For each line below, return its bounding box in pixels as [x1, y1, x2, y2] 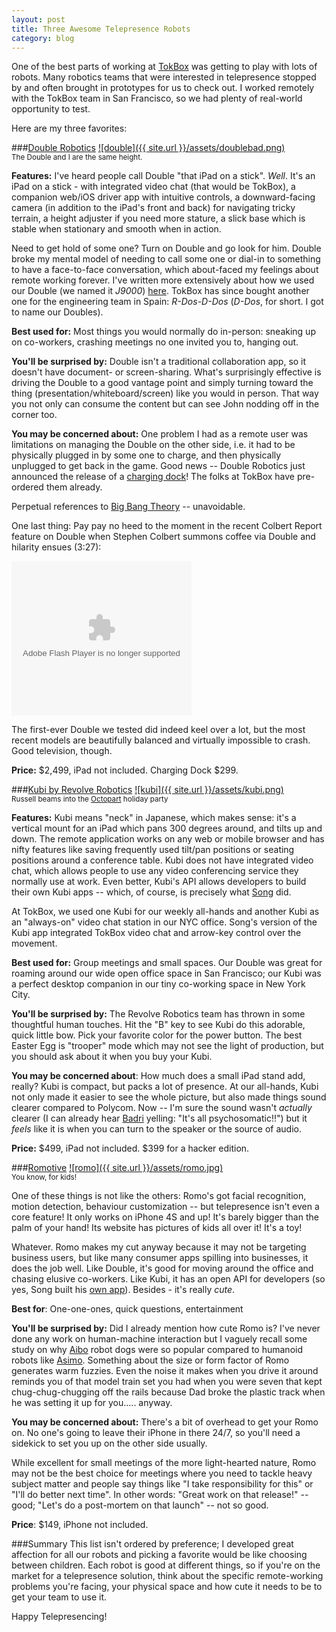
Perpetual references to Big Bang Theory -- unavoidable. [11, 501, 246, 513]
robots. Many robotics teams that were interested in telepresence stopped [11, 71, 317, 83]
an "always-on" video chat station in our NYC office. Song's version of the [11, 916, 318, 928]
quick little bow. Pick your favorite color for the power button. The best [11, 1029, 303, 1041]
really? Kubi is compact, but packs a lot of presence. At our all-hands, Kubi [11, 1081, 319, 1093]
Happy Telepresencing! [11, 1611, 108, 1623]
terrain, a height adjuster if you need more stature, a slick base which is [11, 212, 306, 225]
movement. [11, 937, 58, 950]
